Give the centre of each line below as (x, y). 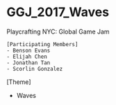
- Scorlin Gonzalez (35, 69)
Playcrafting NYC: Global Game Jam (58, 31)
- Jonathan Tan (28, 63)
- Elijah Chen (27, 57)
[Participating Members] (42, 44)
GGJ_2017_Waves (58, 12)
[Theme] (19, 82)
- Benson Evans (28, 50)
